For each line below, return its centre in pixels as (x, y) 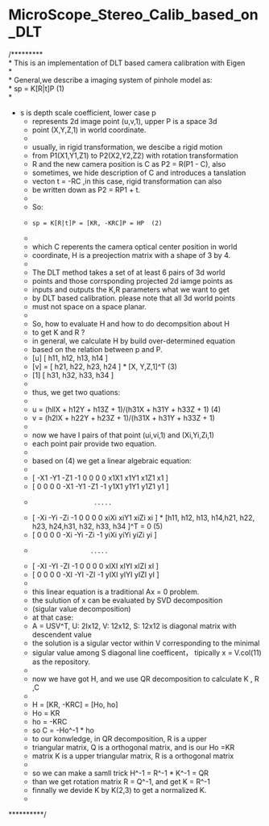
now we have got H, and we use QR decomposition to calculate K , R (145, 679)
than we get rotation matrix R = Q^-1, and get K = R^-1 (121, 781)
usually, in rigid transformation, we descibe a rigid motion (127, 147)
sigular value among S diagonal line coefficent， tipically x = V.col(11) (147, 652)
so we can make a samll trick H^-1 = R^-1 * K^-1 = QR (120, 773)
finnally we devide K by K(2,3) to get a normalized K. (119, 790)
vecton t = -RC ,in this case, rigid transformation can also (127, 181)
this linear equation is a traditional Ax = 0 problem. (116, 591)
